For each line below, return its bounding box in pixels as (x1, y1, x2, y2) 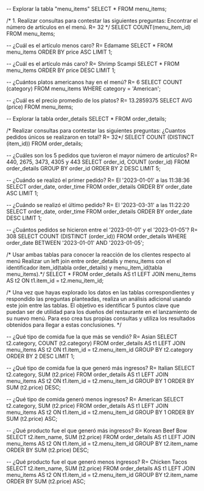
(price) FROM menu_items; (6, 103, 74, 111)
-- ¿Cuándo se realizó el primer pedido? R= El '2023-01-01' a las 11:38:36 (6, 176, 190, 184)
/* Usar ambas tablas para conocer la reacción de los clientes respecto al (6, 251, 191, 258)
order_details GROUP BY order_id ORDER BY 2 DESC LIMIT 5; (6, 165, 161, 172)
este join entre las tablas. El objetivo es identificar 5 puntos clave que (6, 302, 180, 309)
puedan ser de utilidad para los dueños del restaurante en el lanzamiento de (6, 308, 197, 315)
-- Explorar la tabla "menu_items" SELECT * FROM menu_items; (6, 5, 167, 12)
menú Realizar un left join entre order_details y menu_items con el (6, 258, 172, 264)
